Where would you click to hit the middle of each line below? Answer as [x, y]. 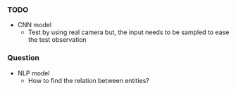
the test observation [57, 40]
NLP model [33, 73]
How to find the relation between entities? [88, 80]
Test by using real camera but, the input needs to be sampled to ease [129, 32]
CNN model [34, 25]
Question [24, 58]
